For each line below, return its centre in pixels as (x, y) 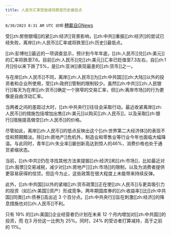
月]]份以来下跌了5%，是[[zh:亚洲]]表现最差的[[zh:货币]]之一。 (70, 66)
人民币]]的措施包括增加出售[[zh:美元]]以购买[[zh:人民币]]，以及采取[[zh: (81, 113)
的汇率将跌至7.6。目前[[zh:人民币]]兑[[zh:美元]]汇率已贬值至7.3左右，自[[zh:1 (86, 60)
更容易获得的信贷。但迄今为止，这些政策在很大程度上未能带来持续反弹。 (81, 173)
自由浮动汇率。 (30, 96)
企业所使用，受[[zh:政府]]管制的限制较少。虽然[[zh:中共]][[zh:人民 (88, 83)
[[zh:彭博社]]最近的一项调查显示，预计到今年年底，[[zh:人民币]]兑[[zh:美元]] (85, 53)
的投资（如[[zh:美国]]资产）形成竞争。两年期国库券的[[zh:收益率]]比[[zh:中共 (86, 191)
